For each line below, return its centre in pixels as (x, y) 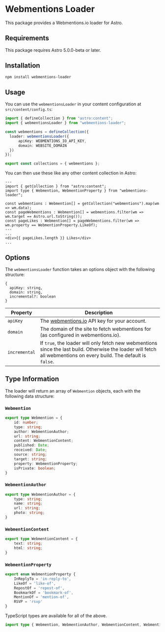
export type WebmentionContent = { (41, 539)
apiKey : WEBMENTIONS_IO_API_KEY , (52, 141)
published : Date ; (32, 445)
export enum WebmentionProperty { (41, 574)
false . (47, 362)
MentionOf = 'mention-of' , (41, 597)
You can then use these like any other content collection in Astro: (71, 173)
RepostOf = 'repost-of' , (39, 588)
